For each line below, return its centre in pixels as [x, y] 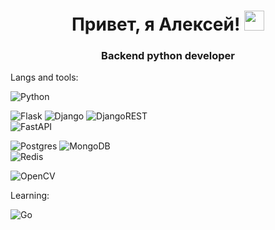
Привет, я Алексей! [156, 24]
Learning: [30, 196]
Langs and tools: [44, 77]
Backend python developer [168, 56]
